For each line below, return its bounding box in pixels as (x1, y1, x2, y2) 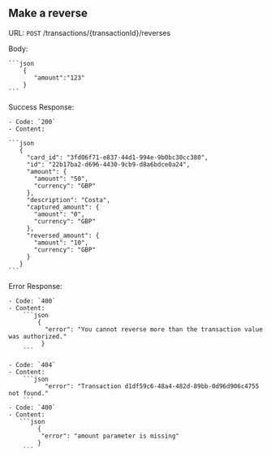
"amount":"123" (33, 73, 85, 82)
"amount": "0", (33, 210, 85, 218)
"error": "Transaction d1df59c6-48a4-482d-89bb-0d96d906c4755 (44, 382, 260, 390)
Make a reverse (8, 6, 88, 20)
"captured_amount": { (26, 203, 100, 211)
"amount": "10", (33, 239, 89, 247)
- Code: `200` (8, 118, 57, 126)
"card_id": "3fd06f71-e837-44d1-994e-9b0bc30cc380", (26, 153, 209, 162)
